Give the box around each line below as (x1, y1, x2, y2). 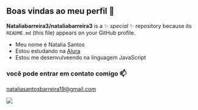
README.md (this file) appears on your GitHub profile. (6, 29, 136, 36)
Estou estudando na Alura (15, 47, 81, 55)
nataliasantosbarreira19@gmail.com (6, 86, 97, 93)
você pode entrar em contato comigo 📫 (6, 69, 127, 78)
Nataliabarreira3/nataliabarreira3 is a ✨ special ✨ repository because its (6, 22, 192, 29)
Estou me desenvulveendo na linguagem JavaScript (15, 53, 147, 61)
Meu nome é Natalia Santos (15, 41, 85, 48)
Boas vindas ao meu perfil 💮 (6, 6, 115, 16)
